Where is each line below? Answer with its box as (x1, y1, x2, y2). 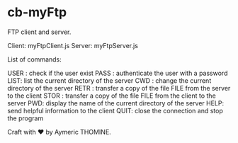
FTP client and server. (7, 28, 72, 36)
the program (7, 114, 44, 122)
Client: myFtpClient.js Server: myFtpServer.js (7, 41, 138, 50)
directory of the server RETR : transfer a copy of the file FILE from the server (7, 84, 231, 92)
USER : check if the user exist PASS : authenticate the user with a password (7, 69, 228, 77)
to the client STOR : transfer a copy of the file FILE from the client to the (7, 91, 216, 100)
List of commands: (7, 55, 62, 64)
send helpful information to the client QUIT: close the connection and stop (7, 106, 223, 115)
